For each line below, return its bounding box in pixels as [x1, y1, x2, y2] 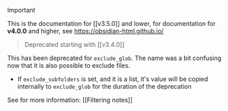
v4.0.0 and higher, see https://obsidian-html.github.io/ [7, 27, 164, 35]
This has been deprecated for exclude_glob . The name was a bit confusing [7, 54, 222, 62]
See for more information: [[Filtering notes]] [7, 96, 132, 104]
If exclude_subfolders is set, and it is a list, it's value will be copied [17, 75, 208, 83]
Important [7, 6, 36, 14]
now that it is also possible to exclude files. [7, 61, 130, 69]
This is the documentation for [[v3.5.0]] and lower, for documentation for [7, 20, 216, 27]
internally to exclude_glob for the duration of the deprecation [17, 82, 192, 90]
